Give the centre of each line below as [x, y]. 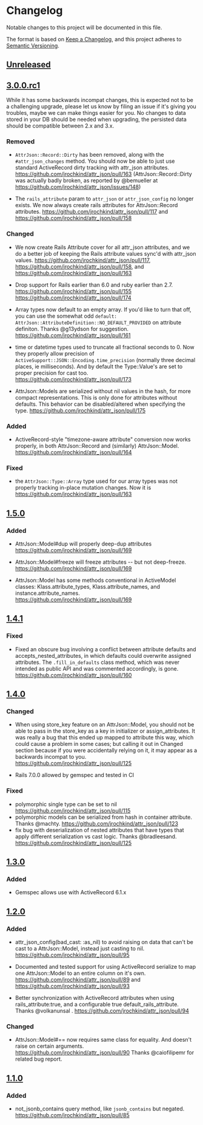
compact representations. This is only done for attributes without [96, 397]
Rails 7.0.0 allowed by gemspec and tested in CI [75, 775]
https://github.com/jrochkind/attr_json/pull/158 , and [79, 266]
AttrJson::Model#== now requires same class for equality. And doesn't [103, 1040]
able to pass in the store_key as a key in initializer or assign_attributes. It [105, 731]
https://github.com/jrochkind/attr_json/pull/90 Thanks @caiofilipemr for [105, 1053]
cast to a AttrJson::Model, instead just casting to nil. [80, 949]
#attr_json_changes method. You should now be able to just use [95, 161]
